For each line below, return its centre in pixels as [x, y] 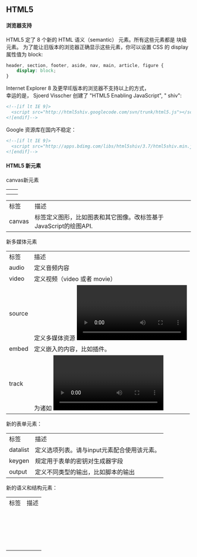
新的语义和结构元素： [32, 488]
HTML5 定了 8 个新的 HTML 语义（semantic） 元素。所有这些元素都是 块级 [96, 39]
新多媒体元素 [21, 241]
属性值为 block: [25, 54]
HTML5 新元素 [23, 166]
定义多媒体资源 [55, 338]
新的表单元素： [24, 424]
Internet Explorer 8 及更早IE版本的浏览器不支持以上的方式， [78, 88]
